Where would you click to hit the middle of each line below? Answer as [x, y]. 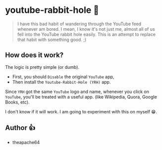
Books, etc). [17, 102]
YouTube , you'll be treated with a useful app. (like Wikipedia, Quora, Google [81, 97]
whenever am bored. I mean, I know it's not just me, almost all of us [86, 29]
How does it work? [34, 55]
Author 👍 [20, 128]
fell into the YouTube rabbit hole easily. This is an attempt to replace [86, 34]
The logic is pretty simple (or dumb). [42, 67]
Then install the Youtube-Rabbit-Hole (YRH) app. [61, 82]
